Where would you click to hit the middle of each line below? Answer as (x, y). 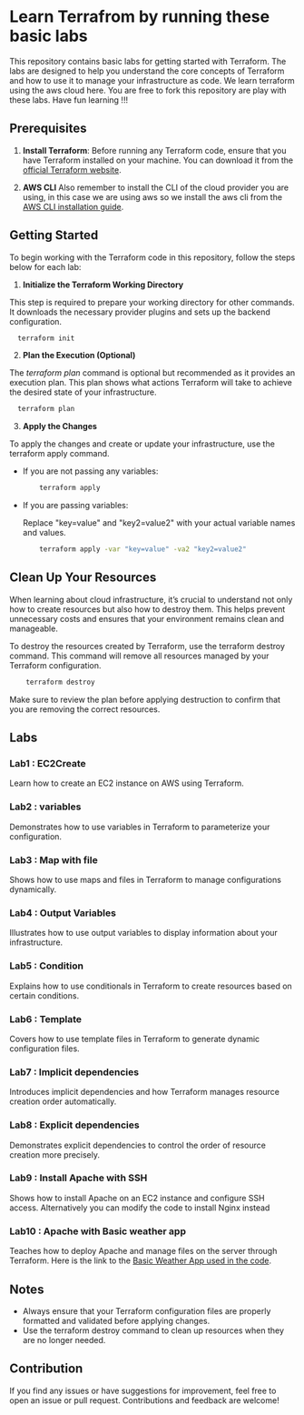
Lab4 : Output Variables (63, 913)
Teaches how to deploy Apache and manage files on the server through (143, 1251)
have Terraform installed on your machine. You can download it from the (158, 160)
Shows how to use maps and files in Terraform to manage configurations (145, 880)
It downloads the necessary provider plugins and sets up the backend (140, 312)
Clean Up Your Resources (83, 578)
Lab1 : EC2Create (48, 764)
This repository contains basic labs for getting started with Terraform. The (148, 61)
